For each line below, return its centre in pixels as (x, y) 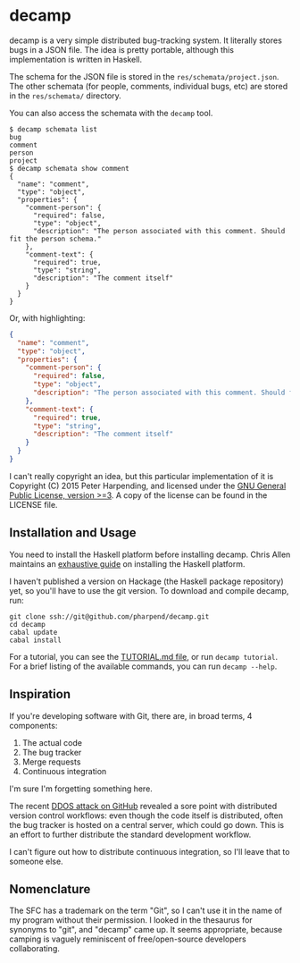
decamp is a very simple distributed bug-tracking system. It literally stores (146, 40)
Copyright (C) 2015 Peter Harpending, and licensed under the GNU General (148, 486)
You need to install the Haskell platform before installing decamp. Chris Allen (150, 554)
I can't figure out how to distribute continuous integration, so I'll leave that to (150, 851)
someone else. (37, 861)
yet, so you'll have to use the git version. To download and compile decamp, (149, 590)
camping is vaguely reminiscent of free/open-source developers (128, 939)
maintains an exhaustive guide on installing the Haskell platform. (127, 563)
